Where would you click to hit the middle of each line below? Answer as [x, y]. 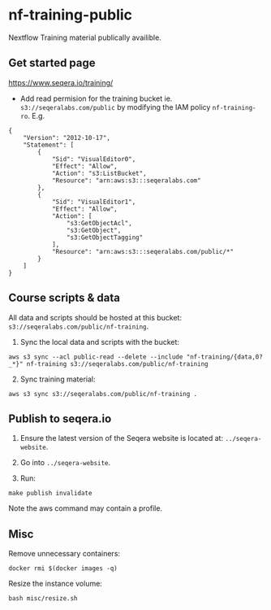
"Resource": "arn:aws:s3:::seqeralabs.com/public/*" [142, 251]
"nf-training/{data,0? [225, 357]
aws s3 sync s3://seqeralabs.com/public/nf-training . [103, 394]
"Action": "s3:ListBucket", [99, 173]
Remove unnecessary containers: [64, 554]
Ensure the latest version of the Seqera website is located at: [122, 438]
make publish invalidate [50, 494]
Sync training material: [58, 379]
